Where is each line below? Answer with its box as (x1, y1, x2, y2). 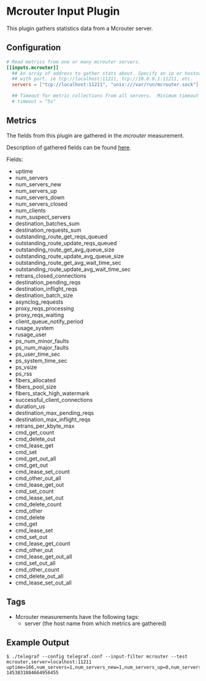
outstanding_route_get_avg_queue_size (15, 246, 115, 253)
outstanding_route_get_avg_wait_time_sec (15, 259, 121, 266)
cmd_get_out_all (15, 455, 56, 462)
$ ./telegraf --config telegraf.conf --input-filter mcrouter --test (6, 653, 188, 660)
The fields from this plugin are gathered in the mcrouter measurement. (6, 132, 185, 139)
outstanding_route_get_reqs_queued (15, 232, 108, 240)
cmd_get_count (15, 428, 55, 436)
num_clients (15, 207, 46, 214)
